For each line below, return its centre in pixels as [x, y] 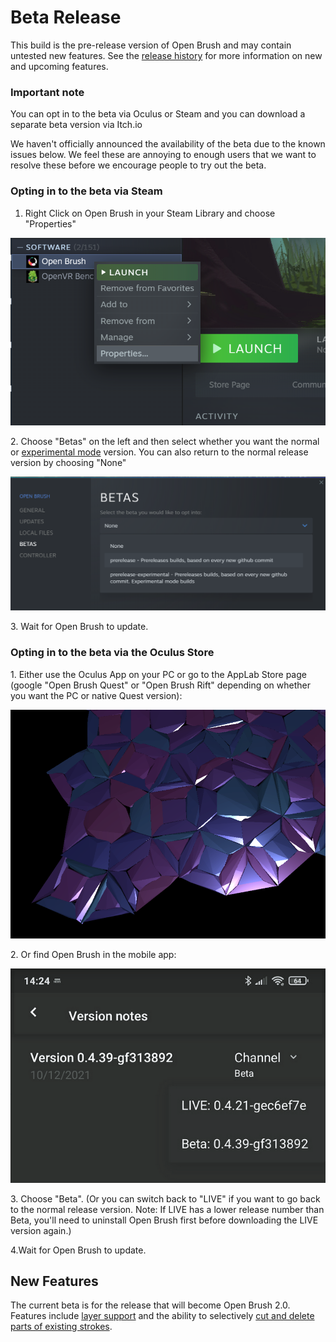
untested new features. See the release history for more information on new [166, 55]
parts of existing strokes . [61, 1327]
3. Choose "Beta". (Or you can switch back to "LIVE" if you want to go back [165, 1198]
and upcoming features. [59, 66]
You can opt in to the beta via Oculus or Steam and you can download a [158, 114]
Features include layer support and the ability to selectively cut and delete [162, 1316]
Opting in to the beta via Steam [86, 191]
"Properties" [50, 223]
